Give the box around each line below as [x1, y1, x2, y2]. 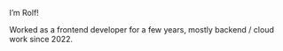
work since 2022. [9, 34, 74, 44]
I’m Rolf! [9, 8, 40, 18]
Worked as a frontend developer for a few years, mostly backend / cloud [9, 25, 275, 34]
